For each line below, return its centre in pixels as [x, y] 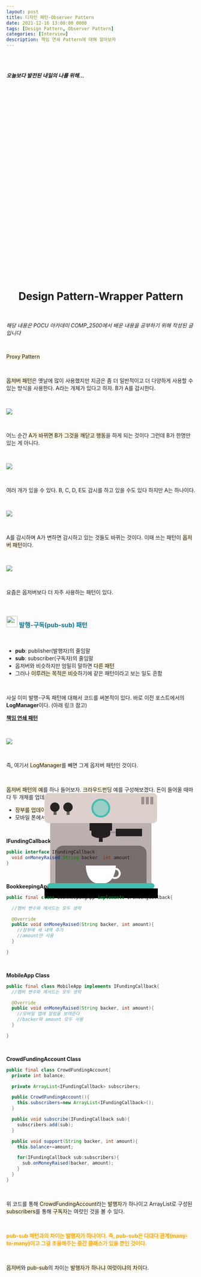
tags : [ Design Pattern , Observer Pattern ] [60, 29]
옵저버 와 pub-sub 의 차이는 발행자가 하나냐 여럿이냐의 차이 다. [78, 1267]
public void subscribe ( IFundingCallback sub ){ [71, 1119]
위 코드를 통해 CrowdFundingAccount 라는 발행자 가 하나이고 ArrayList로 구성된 [99, 1204]
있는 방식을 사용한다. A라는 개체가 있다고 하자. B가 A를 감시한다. [81, 388]
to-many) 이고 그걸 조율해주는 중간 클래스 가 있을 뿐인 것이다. [76, 1243]
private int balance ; [39, 1075]
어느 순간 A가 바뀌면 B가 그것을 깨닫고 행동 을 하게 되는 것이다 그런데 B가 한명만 [98, 435]
